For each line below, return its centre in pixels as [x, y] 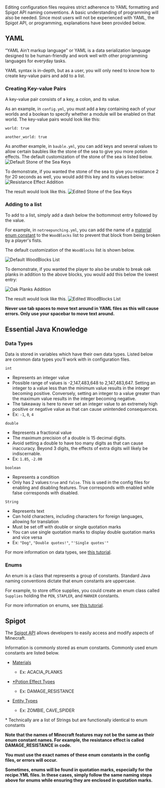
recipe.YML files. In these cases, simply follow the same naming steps [78, 775]
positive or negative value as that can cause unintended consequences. [85, 409]
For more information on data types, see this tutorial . [58, 552]
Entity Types [25, 701]
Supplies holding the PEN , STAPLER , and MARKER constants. [62, 596]
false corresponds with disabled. [45, 493]
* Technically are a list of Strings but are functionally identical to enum [76, 720]
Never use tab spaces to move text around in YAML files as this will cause [82, 308]
